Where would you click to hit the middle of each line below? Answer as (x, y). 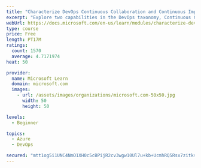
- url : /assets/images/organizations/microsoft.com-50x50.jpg (96, 95)
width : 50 (34, 101)
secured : (17, 156)
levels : (16, 117)
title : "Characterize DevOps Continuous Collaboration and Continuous (96, 12)
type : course (22, 28)
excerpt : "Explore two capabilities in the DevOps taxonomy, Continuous (99, 17)
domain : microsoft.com (40, 84)
